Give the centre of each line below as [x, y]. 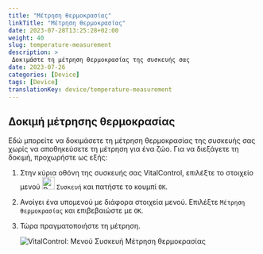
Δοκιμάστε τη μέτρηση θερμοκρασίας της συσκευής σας [101, 60]
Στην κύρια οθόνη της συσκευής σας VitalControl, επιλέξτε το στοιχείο [137, 173]
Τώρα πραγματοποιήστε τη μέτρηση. [80, 226]
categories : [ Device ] [44, 75]
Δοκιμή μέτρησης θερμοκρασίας [92, 121]
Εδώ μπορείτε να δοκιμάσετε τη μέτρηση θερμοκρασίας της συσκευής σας [132, 140]
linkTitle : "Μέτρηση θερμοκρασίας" [67, 23]
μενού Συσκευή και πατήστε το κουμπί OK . [94, 187]
